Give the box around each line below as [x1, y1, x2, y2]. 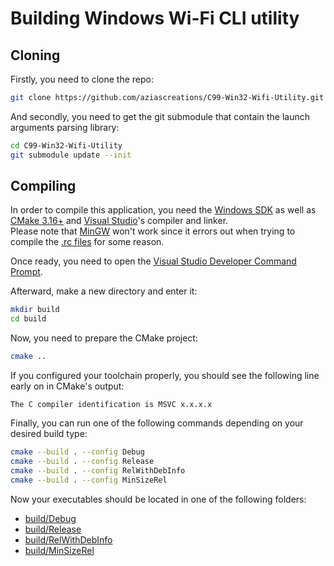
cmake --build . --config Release [10, 456, 155, 466]
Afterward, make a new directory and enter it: [10, 285, 198, 297]
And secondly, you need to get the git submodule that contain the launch [10, 110, 311, 122]
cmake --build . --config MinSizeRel [10, 475, 168, 485]
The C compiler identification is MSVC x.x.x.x [10, 400, 213, 410]
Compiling [10, 178, 77, 195]
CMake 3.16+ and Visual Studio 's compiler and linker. [10, 215, 229, 227]
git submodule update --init [10, 150, 132, 160]
